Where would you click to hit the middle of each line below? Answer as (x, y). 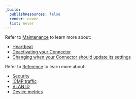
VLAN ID (21, 87)
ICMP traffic (24, 81)
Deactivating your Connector (42, 52)
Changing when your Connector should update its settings (71, 57)
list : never (22, 23)
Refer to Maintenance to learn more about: (48, 37)
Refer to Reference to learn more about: (45, 67)
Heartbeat (22, 47)
